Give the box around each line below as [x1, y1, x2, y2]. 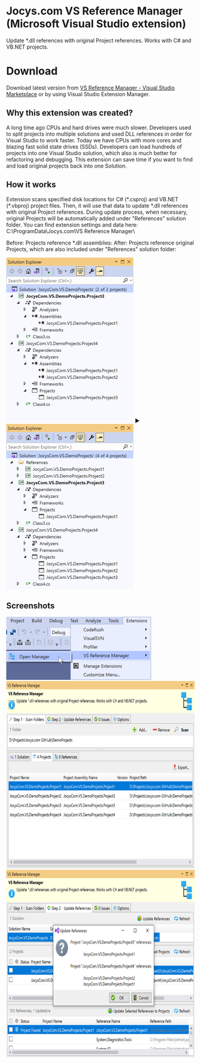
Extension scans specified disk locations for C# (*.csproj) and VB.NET [6, 195, 179, 202]
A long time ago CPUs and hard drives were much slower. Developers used [6, 124, 191, 131]
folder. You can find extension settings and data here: [6, 221, 138, 228]
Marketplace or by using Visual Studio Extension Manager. [6, 90, 151, 97]
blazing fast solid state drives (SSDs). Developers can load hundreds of [6, 143, 182, 150]
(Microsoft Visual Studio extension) [6, 17, 187, 31]
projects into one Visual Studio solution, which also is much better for [6, 149, 177, 157]
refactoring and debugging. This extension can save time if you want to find [6, 156, 193, 163]
